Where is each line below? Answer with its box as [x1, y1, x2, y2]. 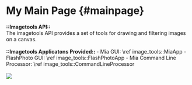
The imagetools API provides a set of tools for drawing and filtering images [6, 29, 186, 36]
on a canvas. [6, 36, 37, 42]
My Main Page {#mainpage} [6, 4, 145, 17]
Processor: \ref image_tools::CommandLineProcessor [6, 60, 135, 68]
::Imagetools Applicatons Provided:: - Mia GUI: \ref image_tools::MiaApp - [6, 48, 187, 55]
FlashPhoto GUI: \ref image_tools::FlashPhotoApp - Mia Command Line [6, 54, 176, 61]
